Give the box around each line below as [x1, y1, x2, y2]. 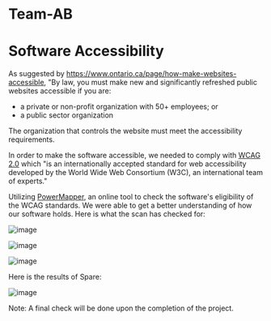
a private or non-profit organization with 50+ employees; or [19, 102, 218, 112]
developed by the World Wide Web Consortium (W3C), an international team [8, 168, 263, 178]
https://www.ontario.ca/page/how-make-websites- [66, 69, 237, 79]
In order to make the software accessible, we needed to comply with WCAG [8, 151, 261, 160]
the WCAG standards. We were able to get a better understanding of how [8, 200, 252, 211]
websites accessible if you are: [8, 86, 112, 96]
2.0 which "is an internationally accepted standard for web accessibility [8, 159, 247, 169]
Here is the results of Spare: [8, 272, 102, 282]
